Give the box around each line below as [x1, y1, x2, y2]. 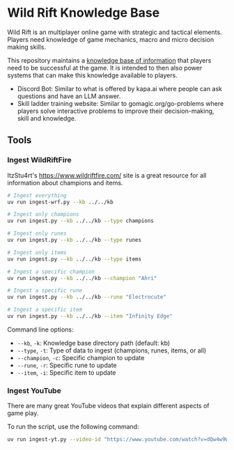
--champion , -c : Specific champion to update [17, 353, 145, 362]
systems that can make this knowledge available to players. [7, 71, 178, 79]
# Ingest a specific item [7, 307, 82, 313]
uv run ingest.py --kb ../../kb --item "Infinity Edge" [7, 313, 173, 320]
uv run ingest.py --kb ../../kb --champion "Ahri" [7, 274, 157, 281]
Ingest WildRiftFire [7, 155, 72, 165]
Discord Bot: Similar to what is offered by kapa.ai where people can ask [17, 84, 223, 93]
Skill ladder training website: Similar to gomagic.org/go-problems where [17, 99, 224, 107]
